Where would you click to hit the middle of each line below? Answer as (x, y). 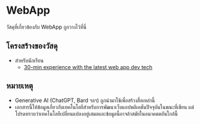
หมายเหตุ (20, 86)
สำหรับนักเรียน (29, 60)
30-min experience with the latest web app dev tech (88, 67)
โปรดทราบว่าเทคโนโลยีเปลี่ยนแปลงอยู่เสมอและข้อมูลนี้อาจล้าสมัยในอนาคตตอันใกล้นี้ (96, 113)
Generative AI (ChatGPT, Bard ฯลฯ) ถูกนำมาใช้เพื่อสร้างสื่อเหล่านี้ (85, 100)
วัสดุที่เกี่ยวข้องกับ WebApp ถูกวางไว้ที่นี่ (46, 27)
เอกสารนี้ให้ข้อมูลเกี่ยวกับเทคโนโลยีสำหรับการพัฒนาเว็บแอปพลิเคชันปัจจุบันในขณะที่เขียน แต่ (104, 107)
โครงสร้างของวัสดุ (32, 46)
